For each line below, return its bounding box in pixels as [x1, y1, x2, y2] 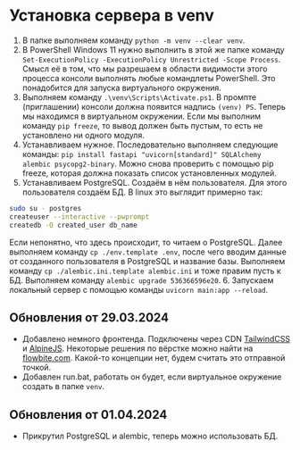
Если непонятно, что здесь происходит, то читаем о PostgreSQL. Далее [9, 237, 283, 247]
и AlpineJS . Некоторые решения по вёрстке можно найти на [21, 343, 254, 354]
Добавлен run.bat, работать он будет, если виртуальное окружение [21, 371, 282, 382]
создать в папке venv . [21, 381, 105, 392]
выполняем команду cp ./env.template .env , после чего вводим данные [9, 246, 287, 257]
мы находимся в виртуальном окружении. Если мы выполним [21, 111, 262, 121]
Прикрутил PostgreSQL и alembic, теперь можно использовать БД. [21, 430, 279, 442]
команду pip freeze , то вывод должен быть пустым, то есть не [21, 120, 263, 130]
